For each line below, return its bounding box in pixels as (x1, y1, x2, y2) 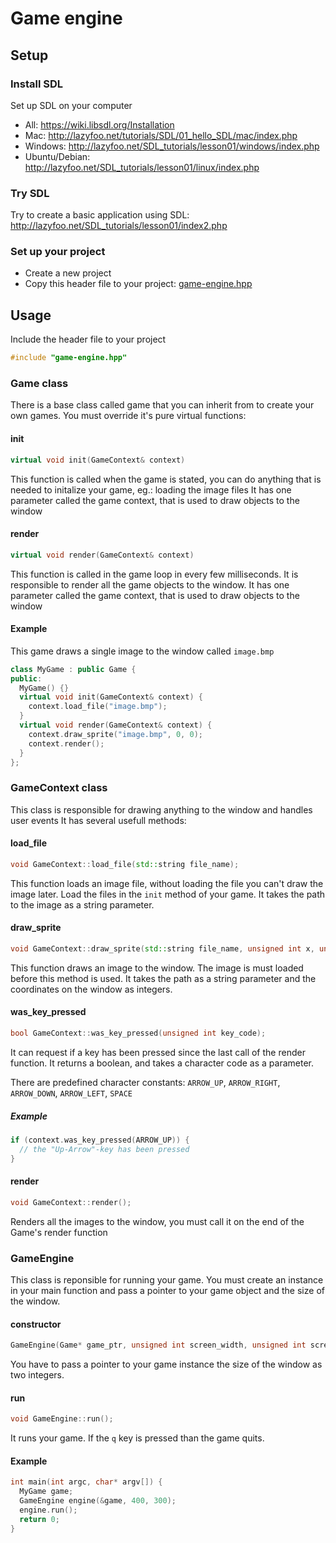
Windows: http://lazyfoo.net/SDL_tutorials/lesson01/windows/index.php (24, 140, 320, 152)
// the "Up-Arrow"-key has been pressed (19, 1144, 190, 1154)
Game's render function (10, 1226, 108, 1238)
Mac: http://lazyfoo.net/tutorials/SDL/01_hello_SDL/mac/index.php (24, 129, 298, 141)
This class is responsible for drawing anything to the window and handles (10, 803, 313, 816)
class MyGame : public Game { (10, 664, 137, 674)
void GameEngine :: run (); (10, 1414, 114, 1424)
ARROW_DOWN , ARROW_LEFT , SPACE (10, 1087, 133, 1099)
